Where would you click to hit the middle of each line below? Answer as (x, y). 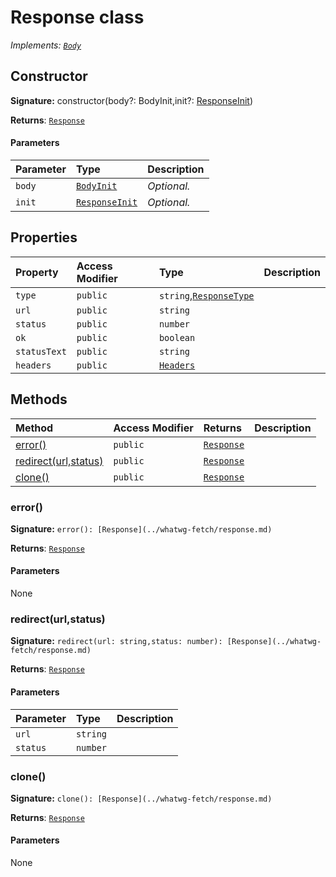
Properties (44, 237)
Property (37, 272)
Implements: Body (46, 45)
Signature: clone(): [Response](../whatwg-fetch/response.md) (141, 798)
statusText (41, 351)
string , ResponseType (206, 295)
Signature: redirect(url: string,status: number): (116, 641)
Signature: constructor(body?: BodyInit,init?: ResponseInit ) (132, 100)
